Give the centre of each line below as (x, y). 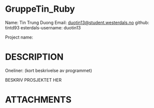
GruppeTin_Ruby (40, 9)
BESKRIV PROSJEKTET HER (34, 80)
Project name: (19, 37)
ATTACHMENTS (38, 100)
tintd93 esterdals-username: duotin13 (43, 27)
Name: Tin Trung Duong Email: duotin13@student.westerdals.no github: (77, 22)
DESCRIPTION (34, 57)
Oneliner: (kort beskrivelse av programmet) (49, 70)
